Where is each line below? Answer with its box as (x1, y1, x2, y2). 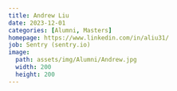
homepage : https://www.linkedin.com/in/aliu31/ (8, 33, 170, 42)
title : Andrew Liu (8, 11, 69, 20)
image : (8, 48, 30, 56)
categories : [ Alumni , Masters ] (8, 26, 112, 34)
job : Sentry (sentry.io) (8, 41, 91, 49)
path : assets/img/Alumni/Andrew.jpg (15, 56, 137, 64)
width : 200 (15, 63, 52, 71)
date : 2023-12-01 (8, 19, 66, 27)
